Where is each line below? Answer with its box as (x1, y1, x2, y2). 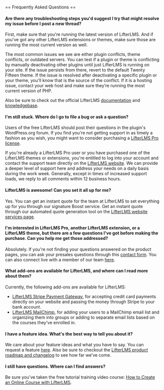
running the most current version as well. (5, 42, 88, 48)
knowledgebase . (5, 103, 39, 108)
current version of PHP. (5, 88, 52, 94)
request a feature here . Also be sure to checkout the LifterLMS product (5, 347, 148, 353)
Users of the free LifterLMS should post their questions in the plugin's (5, 125, 146, 130)
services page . (5, 213, 35, 220)
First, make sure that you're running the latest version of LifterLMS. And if (5, 31, 153, 37)
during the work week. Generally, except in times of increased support (5, 171, 147, 177)
